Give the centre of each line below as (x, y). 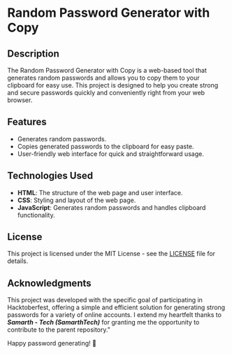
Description (33, 54)
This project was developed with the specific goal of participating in (105, 300)
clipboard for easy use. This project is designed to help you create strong (113, 85)
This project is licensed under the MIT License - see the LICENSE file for (111, 254)
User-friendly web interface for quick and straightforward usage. (110, 154)
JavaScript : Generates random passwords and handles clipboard (111, 207)
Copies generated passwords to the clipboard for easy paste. (106, 146)
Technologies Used (50, 176)
